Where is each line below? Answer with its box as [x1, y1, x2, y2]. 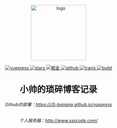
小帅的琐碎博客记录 [19, 84, 97, 96]
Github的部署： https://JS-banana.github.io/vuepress [5, 101, 112, 107]
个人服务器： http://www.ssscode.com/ [19, 118, 98, 124]
